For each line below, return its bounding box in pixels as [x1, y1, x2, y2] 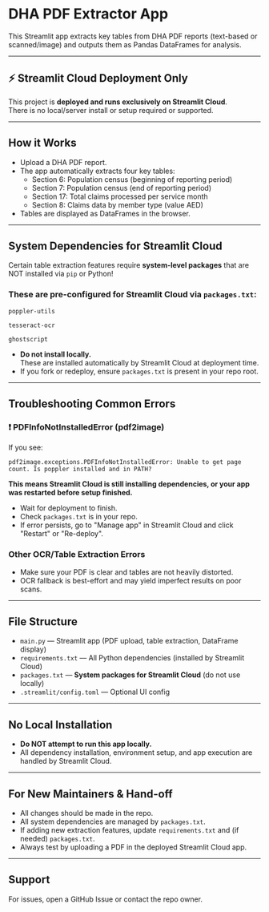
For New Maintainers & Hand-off [8, 787, 174, 801]
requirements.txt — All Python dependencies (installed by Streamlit [19, 653, 245, 663]
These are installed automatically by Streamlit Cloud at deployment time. [19, 357, 259, 367]
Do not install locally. [19, 349, 92, 359]
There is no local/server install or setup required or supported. [8, 105, 214, 115]
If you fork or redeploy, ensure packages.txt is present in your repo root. [19, 366, 259, 376]
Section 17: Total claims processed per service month [31, 192, 208, 201]
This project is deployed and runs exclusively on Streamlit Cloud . [8, 97, 228, 107]
